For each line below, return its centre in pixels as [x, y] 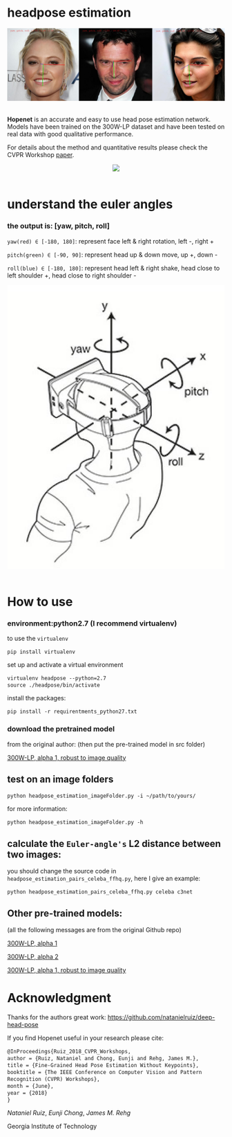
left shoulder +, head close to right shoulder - [72, 275]
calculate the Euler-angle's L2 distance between [114, 843]
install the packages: [37, 698]
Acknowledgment [59, 998]
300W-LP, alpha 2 [33, 957]
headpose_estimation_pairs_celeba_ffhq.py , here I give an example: [104, 879]
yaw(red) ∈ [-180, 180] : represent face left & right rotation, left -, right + [110, 241]
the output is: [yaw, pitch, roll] [59, 226]
